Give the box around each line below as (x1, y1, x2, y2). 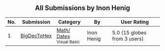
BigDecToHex (20, 32, 52, 39)
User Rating (120, 18, 149, 25)
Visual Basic (56, 39, 80, 45)
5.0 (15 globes (112, 29, 147, 36)
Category (58, 18, 81, 25)
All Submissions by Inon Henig (35, 4, 130, 12)
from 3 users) (112, 35, 144, 42)
